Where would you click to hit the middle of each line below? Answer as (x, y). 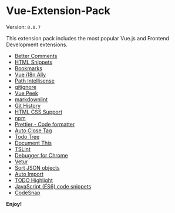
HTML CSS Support (38, 112)
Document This (33, 143)
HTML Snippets (33, 62)
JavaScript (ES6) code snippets (53, 186)
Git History (28, 105)
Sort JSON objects (37, 167)
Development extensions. (37, 44)
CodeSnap (27, 193)
